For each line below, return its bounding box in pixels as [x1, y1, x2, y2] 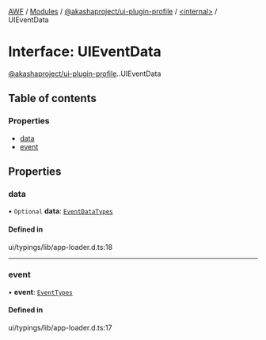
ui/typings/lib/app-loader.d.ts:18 [8, 242, 113, 251]
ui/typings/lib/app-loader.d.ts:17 [8, 323, 112, 333]
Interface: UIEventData [8, 43, 162, 61]
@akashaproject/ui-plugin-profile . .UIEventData [8, 69, 161, 78]
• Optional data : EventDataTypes [8, 206, 113, 216]
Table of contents [8, 92, 97, 105]
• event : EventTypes [8, 287, 73, 297]
